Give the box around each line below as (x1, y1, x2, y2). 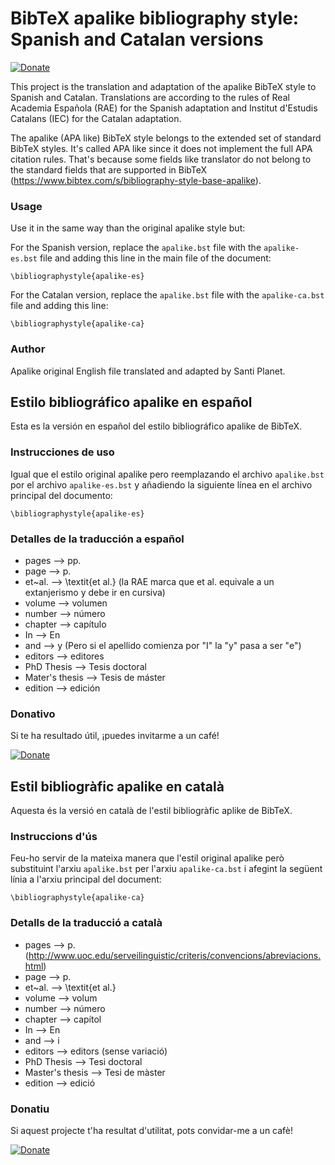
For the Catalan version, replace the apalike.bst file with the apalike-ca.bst (10, 289, 325, 301)
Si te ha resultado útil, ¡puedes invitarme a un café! (10, 730, 220, 742)
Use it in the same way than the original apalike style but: (10, 222, 246, 234)
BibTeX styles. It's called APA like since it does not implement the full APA (10, 142, 313, 154)
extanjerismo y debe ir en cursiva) (24, 586, 166, 598)
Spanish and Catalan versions (10, 28, 264, 51)
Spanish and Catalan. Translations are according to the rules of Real (10, 91, 290, 103)
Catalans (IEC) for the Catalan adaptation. (10, 112, 182, 124)
